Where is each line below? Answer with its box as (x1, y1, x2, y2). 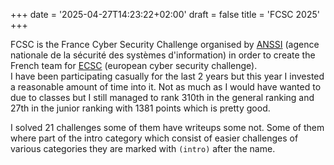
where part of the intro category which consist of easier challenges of (10, 132, 299, 144)
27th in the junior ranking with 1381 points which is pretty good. (10, 102, 271, 114)
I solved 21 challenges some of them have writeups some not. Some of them (10, 122, 325, 133)
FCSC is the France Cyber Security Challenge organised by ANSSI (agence (10, 39, 320, 50)
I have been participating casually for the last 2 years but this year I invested (10, 70, 325, 82)
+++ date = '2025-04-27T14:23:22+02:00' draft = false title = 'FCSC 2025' (10, 9, 320, 20)
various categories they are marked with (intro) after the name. (10, 143, 276, 154)
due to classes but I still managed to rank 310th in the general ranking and (10, 92, 315, 103)
